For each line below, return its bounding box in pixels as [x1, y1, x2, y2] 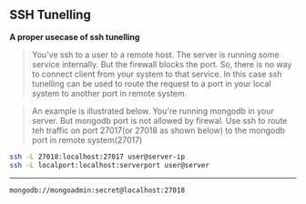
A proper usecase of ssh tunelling [9, 31, 140, 42]
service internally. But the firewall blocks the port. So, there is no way [31, 58, 292, 69]
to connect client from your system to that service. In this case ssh [31, 68, 282, 79]
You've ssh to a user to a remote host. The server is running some [31, 49, 280, 60]
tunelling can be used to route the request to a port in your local [31, 77, 271, 89]
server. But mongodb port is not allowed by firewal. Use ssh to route [31, 115, 288, 126]
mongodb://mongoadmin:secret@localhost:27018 [9, 186, 185, 195]
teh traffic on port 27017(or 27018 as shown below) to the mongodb [31, 125, 285, 136]
